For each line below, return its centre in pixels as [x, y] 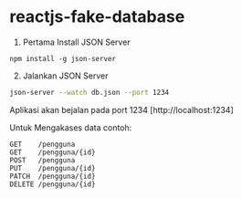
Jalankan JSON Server [65, 76]
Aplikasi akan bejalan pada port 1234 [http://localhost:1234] [122, 109]
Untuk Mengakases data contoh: [71, 127]
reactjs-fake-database [97, 17]
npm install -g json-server [63, 58]
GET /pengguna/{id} [53, 152]
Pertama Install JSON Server [76, 42]
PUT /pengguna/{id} [53, 168]
